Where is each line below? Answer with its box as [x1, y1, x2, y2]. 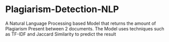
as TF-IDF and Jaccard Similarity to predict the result [5, 31, 116, 37]
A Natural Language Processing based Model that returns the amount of [5, 20, 156, 26]
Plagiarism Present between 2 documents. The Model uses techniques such [5, 25, 164, 31]
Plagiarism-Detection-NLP [5, 4, 119, 15]
